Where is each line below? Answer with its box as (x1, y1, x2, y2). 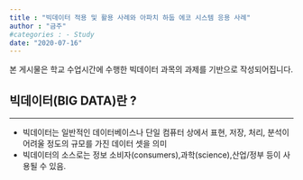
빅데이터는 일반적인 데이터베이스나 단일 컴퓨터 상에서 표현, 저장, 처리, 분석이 (22, 127, 290, 138)
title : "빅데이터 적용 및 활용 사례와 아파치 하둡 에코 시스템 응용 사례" (9, 13, 251, 22)
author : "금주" (9, 22, 67, 31)
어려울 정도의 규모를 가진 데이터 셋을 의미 (22, 139, 168, 149)
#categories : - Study (9, 30, 95, 39)
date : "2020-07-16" (9, 38, 83, 48)
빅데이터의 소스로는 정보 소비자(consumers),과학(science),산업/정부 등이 (22, 149, 281, 160)
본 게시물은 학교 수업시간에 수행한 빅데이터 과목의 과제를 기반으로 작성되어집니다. (9, 64, 294, 75)
